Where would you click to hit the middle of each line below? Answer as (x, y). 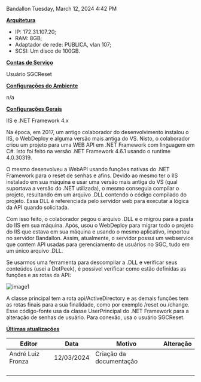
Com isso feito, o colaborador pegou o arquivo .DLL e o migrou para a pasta (100, 219)
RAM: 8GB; (28, 38)
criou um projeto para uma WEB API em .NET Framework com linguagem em (100, 145)
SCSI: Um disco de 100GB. (48, 51)
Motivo (127, 344)
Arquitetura (21, 20)
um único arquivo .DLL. (35, 251)
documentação (117, 361)
